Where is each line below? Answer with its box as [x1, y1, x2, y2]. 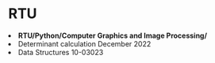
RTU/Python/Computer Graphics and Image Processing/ [18, 31, 208, 40]
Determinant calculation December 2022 [18, 39, 152, 48]
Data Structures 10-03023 [18, 47, 104, 57]
